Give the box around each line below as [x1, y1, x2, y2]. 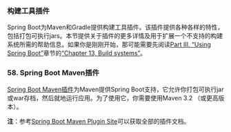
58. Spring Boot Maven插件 [7, 68, 100, 77]
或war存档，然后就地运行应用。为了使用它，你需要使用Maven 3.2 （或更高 [7, 93, 219, 102]
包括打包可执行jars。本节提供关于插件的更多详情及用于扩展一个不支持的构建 [7, 32, 223, 40]
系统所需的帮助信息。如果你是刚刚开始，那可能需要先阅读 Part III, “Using [7, 40, 212, 49]
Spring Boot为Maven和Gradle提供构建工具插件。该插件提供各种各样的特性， [7, 23, 224, 32]
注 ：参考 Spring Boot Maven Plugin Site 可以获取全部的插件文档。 [7, 117, 190, 125]
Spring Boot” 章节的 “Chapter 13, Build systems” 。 [7, 49, 147, 57]
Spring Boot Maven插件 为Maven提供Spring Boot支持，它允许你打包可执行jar [7, 85, 224, 93]
